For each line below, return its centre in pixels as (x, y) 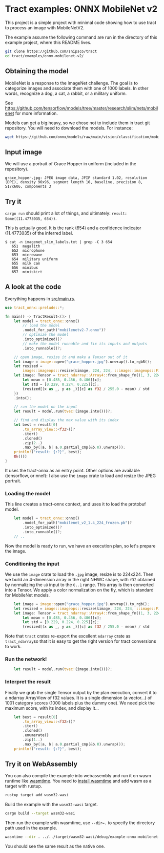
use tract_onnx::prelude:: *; (35, 307)
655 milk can (26, 263)
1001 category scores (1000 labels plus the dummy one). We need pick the (80, 703)
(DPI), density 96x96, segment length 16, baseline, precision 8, (74, 182)
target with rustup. (24, 786)
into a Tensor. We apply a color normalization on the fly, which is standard (79, 590)
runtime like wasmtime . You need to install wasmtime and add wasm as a (78, 781)
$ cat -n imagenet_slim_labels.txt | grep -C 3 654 (59, 242)
